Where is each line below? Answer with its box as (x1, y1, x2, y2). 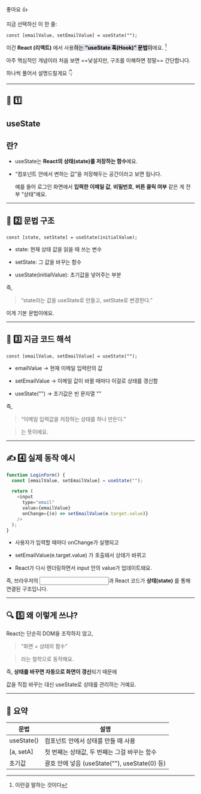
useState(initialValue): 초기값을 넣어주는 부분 (14, 271, 121, 278)
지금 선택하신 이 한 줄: (6, 20, 57, 28)
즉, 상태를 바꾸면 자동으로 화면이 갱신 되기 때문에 (6, 668, 117, 675)
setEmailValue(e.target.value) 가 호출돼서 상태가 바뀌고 (14, 552, 147, 559)
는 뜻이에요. (20, 428, 49, 435)
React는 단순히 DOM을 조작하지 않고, (6, 630, 94, 637)
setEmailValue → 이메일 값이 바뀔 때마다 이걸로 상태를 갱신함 (14, 377, 159, 384)
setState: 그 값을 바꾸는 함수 (14, 258, 82, 266)
